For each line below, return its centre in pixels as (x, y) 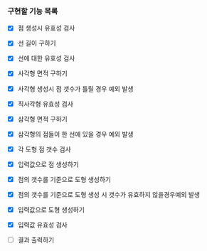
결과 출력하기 (36, 240)
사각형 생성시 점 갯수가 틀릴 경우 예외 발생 (75, 89)
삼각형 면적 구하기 (42, 119)
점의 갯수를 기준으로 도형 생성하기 (64, 179)
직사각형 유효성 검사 (45, 104)
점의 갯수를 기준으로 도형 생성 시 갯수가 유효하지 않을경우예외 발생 (109, 194)
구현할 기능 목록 (33, 11)
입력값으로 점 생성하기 (48, 164)
